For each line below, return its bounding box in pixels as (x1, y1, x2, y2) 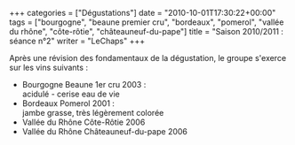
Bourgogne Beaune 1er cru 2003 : (21, 80, 147, 89)
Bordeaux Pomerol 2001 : (21, 98, 116, 109)
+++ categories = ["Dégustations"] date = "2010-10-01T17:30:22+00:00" (9, 8, 276, 18)
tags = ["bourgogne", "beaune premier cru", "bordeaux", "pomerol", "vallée (9, 17, 284, 27)
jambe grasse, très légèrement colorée (21, 108, 164, 118)
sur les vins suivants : (9, 62, 89, 72)
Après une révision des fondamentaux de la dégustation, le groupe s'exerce (9, 53, 287, 63)
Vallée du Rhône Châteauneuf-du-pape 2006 (21, 126, 188, 136)
